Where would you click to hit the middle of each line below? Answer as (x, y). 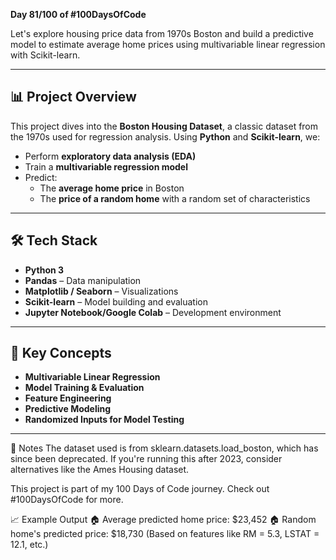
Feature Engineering (68, 398)
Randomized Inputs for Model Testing (104, 420)
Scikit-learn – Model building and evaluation (116, 301)
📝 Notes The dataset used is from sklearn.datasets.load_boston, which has (164, 448)
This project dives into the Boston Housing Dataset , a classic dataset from (164, 126)
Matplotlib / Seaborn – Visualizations (101, 291)
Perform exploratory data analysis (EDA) (110, 156)
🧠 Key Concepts (61, 353)
